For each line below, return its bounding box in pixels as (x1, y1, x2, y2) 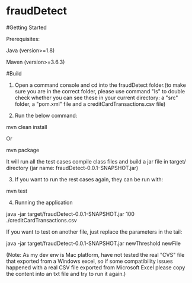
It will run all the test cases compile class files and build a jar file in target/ (6, 158, 186, 165)
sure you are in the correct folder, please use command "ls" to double (14, 87, 185, 95)
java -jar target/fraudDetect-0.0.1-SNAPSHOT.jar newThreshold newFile (6, 240, 181, 247)
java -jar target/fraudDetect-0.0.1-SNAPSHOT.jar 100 (6, 210, 135, 218)
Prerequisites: (6, 35, 40, 42)
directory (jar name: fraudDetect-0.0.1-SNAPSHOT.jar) (6, 164, 139, 171)
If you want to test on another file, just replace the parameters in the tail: (6, 228, 183, 235)
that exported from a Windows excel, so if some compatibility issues (6, 257, 173, 265)
